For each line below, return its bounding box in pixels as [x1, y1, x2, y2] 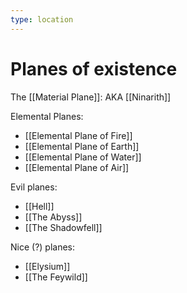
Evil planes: [10, 181, 58, 193]
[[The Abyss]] [24, 211, 83, 223]
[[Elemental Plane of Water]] [24, 151, 142, 163]
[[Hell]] [24, 200, 55, 212]
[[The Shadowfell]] [24, 221, 103, 233]
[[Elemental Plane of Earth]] [24, 140, 140, 152]
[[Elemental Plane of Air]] [24, 161, 130, 173]
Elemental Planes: [10, 110, 84, 122]
